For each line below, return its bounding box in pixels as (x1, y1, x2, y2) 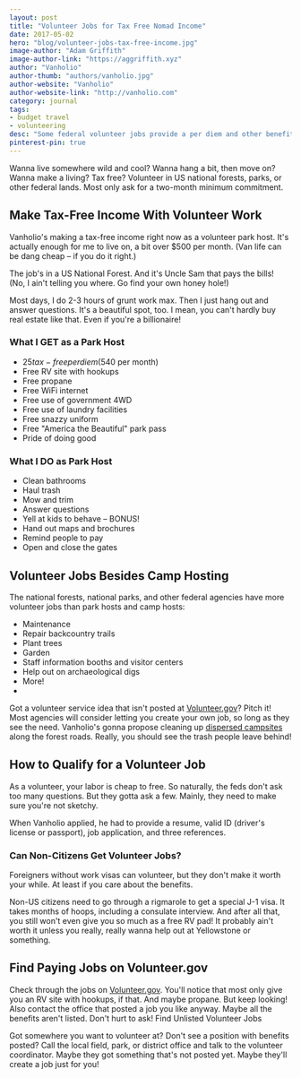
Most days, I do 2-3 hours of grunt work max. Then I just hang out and (9, 295, 269, 306)
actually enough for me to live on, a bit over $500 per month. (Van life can (9, 241, 282, 252)
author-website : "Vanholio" (9, 80, 115, 89)
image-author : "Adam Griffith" (9, 47, 126, 56)
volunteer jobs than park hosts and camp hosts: (9, 601, 185, 612)
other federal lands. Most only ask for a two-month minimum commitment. (9, 181, 284, 193)
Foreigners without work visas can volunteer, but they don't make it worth (9, 870, 281, 881)
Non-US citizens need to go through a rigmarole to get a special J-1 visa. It (9, 897, 285, 908)
